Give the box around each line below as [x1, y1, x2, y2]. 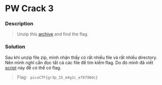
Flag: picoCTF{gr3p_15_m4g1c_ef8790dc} [17, 74, 98, 80]
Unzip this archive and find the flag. [17, 31, 89, 37]
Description [5, 20, 34, 27]
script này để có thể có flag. [5, 65, 62, 70]
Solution [5, 43, 26, 50]
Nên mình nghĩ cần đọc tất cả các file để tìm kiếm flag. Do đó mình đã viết [5, 59, 153, 66]
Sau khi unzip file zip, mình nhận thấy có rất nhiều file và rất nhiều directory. [5, 54, 158, 60]
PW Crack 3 [5, 3, 54, 14]
